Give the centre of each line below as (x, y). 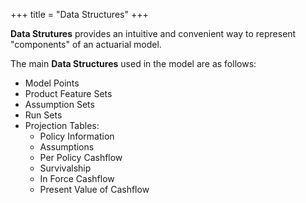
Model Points (52, 83)
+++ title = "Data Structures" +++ (79, 14)
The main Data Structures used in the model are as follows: (133, 63)
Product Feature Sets (68, 93)
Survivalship (65, 168)
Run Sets (43, 115)
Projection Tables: (62, 125)
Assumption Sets (59, 104)
